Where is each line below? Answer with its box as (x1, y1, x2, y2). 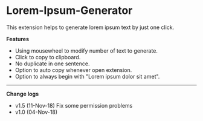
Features (6, 35, 29, 42)
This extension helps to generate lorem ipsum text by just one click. (6, 24, 175, 31)
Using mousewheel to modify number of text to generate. (14, 47, 158, 54)
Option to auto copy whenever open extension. (14, 66, 132, 73)
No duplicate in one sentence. (14, 60, 90, 67)
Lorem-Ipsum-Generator (6, 4, 133, 18)
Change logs (6, 90, 39, 97)
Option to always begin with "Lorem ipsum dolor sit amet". (14, 73, 160, 80)
